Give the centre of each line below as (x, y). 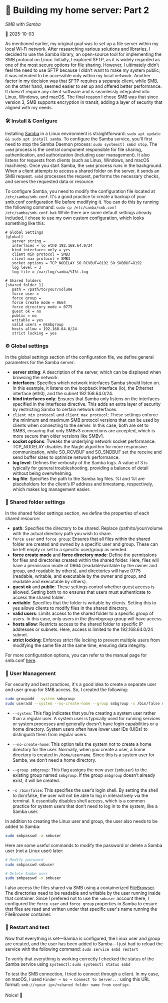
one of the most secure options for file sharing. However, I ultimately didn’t (82, 65)
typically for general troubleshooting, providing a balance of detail (80, 468)
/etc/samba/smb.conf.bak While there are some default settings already (78, 213)
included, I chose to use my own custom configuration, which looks (74, 218)
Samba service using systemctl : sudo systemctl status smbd (68, 964)
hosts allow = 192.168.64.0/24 (44, 329)
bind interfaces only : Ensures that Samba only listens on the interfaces (86, 399)
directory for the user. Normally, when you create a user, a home (79, 749)
